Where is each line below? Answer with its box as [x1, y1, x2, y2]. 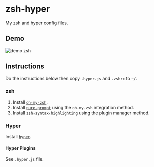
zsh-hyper [5, 3, 50, 15]
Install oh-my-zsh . [12, 99, 48, 105]
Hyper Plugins [5, 145, 36, 151]
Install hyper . [5, 134, 32, 140]
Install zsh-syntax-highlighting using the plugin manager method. [12, 110, 150, 116]
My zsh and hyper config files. [5, 20, 68, 26]
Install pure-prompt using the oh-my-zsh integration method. [12, 104, 134, 110]
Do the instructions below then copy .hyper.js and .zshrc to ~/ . [5, 75, 138, 81]
